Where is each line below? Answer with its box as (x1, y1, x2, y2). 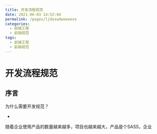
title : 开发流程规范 (5, 7, 43, 12)
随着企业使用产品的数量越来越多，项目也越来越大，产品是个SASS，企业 (5, 123, 152, 129)
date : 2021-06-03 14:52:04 (5, 12, 61, 17)
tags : (5, 35, 16, 40)
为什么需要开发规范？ (5, 103, 49, 109)
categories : (5, 21, 30, 26)
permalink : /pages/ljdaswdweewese (5, 16, 77, 21)
